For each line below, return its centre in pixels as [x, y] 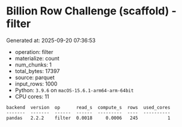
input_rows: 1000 [36, 84]
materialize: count [37, 58]
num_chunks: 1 [33, 65]
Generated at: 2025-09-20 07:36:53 [51, 40]
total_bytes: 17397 [37, 71]
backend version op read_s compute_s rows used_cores [88, 107]
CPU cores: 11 [32, 96]
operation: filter [34, 52]
